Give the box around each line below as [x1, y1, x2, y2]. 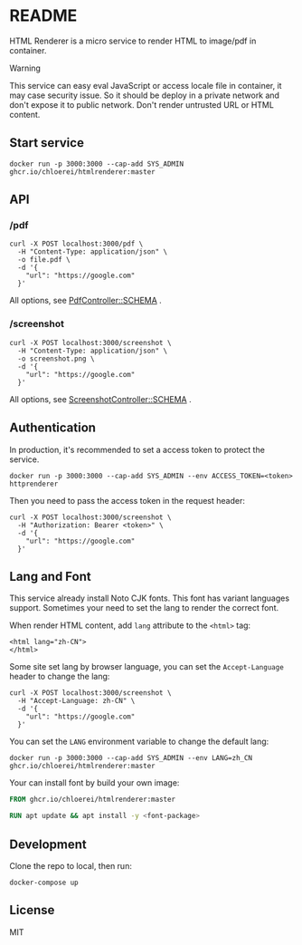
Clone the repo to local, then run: [9, 860, 133, 871]
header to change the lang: [9, 671, 110, 682]
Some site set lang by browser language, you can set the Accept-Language [9, 661, 285, 672]
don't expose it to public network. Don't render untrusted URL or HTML [9, 99, 274, 110]
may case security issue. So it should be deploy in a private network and [9, 90, 280, 101]
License [9, 902, 55, 918]
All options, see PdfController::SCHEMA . [9, 295, 163, 306]
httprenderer [9, 479, 59, 488]
